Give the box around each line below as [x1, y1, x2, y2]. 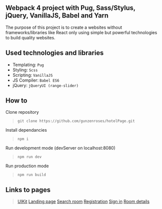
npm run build [17, 173, 46, 177]
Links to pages [5, 186, 51, 194]
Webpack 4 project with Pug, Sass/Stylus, [5, 4, 135, 12]
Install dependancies [5, 127, 48, 133]
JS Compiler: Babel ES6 [12, 77, 60, 83]
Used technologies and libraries [5, 49, 104, 57]
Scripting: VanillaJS [12, 72, 53, 78]
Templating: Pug [12, 62, 44, 68]
